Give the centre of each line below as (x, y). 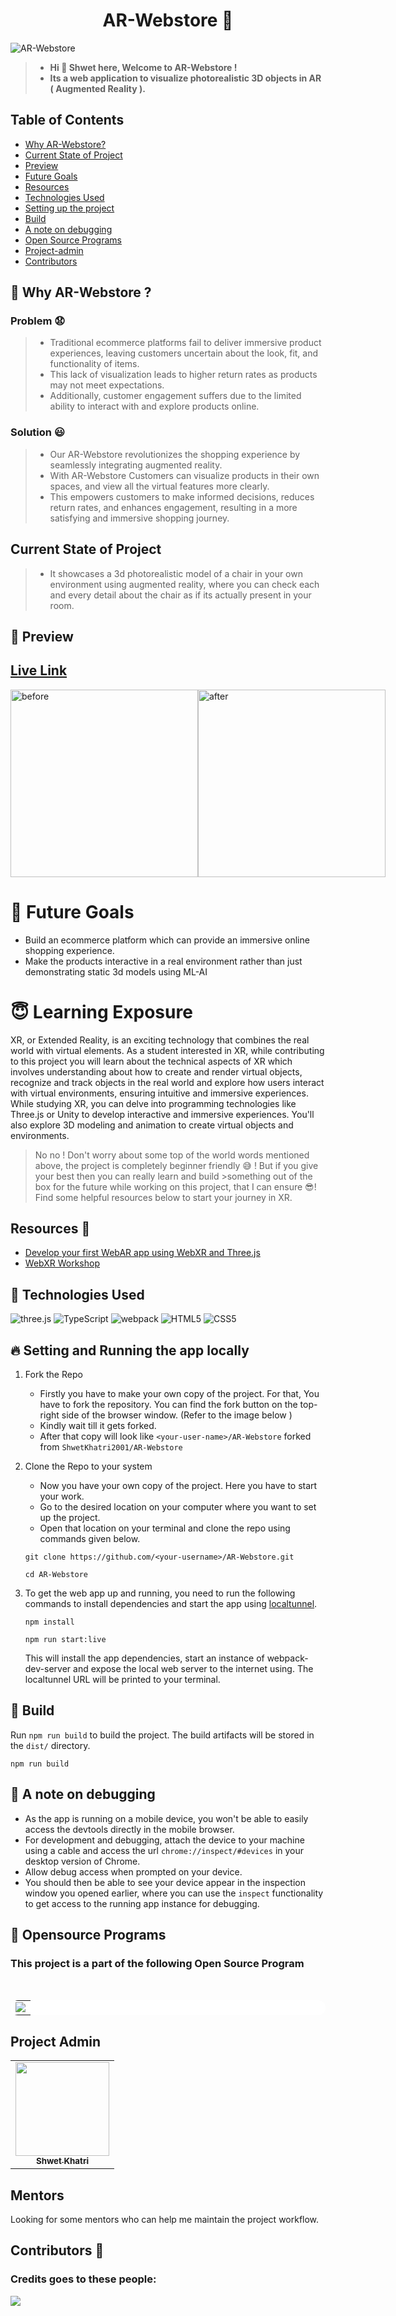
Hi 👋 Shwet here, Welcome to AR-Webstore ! (143, 67)
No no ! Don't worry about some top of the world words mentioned (172, 1155)
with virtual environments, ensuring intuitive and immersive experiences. (159, 1093)
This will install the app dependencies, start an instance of (144, 1658)
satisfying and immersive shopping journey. (139, 518)
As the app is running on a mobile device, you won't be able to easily (166, 1818)
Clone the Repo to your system (88, 1466)
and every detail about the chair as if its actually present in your (180, 595)
